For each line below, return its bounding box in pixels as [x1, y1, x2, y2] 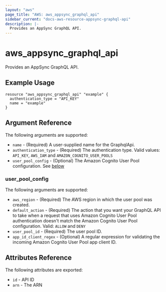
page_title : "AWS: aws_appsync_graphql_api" [5, 12, 99, 17]
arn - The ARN [12, 281, 42, 288]
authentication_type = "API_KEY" [9, 96, 79, 101]
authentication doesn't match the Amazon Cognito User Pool [12, 217, 137, 223]
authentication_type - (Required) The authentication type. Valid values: [12, 147, 160, 153]
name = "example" [9, 101, 46, 106]
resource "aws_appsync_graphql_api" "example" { [5, 92, 108, 97]
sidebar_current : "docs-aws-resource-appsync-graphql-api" [5, 17, 131, 22]
